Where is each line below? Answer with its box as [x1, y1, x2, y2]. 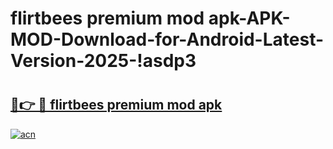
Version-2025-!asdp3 [10, 50, 197, 72]
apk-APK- [208, 7, 291, 30]
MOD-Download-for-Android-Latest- [10, 28, 325, 51]
